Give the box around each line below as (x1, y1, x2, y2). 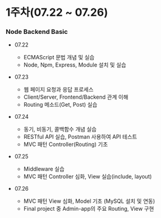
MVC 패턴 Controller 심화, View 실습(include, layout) (23, 173, 152, 180)
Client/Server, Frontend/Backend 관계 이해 (23, 93, 129, 101)
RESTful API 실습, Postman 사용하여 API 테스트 (23, 133, 137, 140)
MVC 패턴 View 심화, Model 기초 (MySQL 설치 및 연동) (23, 197, 156, 205)
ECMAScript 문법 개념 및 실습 (23, 54, 95, 61)
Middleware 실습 (23, 165, 65, 173)
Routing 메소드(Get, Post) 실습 (23, 101, 98, 108)
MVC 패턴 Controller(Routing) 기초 (23, 140, 108, 148)
